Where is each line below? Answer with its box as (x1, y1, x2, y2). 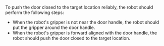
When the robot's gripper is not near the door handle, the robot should (12, 19, 159, 25)
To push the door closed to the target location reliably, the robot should (5, 4, 153, 10)
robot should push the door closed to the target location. (12, 35, 130, 41)
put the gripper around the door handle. (12, 24, 95, 30)
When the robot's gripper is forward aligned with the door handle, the (12, 30, 157, 35)
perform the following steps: (5, 9, 64, 15)
